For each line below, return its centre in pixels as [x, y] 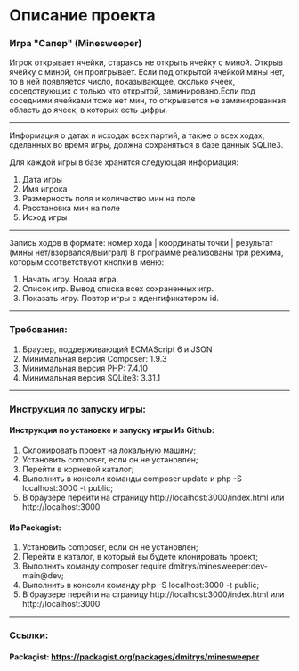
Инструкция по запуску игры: [78, 409]
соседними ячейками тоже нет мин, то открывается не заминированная [148, 101]
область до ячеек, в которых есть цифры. [89, 110]
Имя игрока [44, 189]
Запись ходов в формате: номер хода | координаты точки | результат [141, 243]
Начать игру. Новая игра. [70, 279]
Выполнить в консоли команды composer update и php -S [132, 479]
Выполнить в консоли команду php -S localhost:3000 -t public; [141, 585]
